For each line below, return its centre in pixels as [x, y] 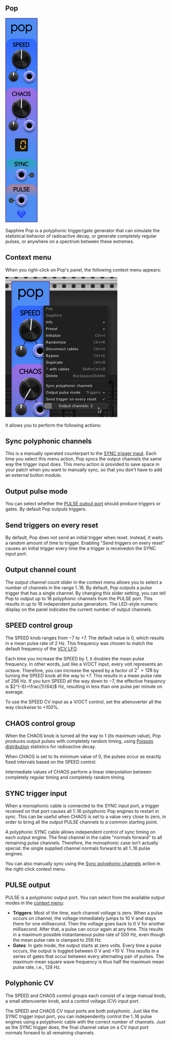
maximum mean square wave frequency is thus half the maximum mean [88, 962]
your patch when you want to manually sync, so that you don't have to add [84, 470]
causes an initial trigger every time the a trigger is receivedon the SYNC [81, 548]
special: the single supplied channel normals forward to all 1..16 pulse [78, 848]
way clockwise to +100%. [32, 707]
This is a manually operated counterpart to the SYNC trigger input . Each [81, 453]
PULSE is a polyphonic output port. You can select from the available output [85, 897]
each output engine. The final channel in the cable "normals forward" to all [84, 837]
